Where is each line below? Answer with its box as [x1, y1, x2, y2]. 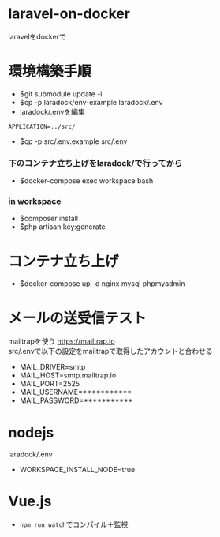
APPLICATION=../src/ [8, 122, 76, 130]
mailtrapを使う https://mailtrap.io [8, 336, 116, 346]
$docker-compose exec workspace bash [19, 176, 154, 186]
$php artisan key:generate [19, 222, 106, 231]
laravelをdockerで [8, 32, 67, 41]
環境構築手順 [8, 62, 92, 81]
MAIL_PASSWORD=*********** [19, 396, 133, 405]
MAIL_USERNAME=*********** [19, 388, 132, 397]
